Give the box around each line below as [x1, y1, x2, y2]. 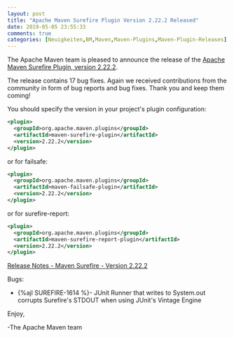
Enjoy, [7, 309, 25, 318]
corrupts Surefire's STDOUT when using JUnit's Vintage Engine [17, 296, 202, 304]
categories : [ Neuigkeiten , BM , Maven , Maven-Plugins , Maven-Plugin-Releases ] [7, 36, 228, 43]
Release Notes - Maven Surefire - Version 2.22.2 [7, 262, 149, 270]
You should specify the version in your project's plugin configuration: [7, 105, 207, 113]
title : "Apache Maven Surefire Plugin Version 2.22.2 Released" [7, 17, 199, 24]
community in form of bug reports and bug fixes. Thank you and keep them [7, 84, 225, 92]
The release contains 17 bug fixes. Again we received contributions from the [7, 76, 227, 85]
